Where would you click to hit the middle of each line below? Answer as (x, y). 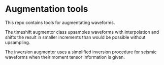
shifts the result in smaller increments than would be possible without (75, 37)
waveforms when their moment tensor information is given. (65, 57)
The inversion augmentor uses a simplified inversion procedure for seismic (81, 52)
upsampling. (18, 42)
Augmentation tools (47, 9)
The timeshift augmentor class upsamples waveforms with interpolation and (82, 32)
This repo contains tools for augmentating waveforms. (60, 22)
